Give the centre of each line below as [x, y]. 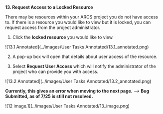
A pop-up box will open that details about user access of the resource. [85, 56]
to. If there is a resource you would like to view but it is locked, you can [78, 22]
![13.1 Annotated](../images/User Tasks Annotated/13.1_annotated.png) [77, 47]
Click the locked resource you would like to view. [63, 37]
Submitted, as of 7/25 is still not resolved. [49, 96]
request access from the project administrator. [53, 27]
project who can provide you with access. [55, 71]
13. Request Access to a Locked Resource [49, 7]
